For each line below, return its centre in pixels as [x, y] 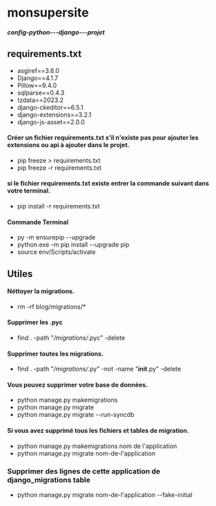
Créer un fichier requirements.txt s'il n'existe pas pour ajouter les [103, 138]
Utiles [20, 274]
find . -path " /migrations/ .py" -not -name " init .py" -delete [99, 369]
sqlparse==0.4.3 [41, 93]
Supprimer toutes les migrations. [56, 353]
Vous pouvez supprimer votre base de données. [78, 385]
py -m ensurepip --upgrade [56, 237]
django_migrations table [49, 480]
